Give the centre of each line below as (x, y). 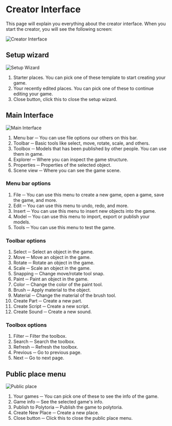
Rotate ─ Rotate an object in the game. (54, 263)
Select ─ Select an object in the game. (53, 252)
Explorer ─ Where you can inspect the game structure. (71, 159)
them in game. (28, 154)
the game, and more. (35, 200)
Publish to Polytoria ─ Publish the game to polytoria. (68, 407)
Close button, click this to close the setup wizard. (65, 99)
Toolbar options (26, 240)
